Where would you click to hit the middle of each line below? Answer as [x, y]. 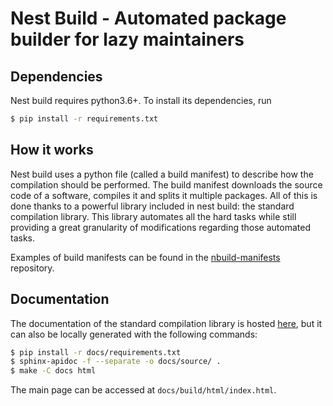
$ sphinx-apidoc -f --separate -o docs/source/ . [116, 362]
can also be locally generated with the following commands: [134, 334]
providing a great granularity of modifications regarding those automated [160, 227]
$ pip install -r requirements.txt [84, 119]
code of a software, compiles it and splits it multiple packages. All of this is [164, 195]
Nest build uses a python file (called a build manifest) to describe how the [162, 174]
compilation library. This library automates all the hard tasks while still [153, 216]
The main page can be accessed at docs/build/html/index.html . [143, 390]
